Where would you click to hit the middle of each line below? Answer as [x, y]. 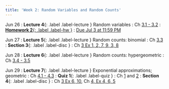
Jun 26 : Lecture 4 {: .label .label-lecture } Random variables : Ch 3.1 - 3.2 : [83, 24]
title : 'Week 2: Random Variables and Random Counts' [63, 10]
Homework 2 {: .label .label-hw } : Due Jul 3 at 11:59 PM [63, 30]
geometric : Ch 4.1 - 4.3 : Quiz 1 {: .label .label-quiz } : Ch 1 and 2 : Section [82, 76]
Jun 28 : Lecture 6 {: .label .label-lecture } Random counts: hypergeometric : [85, 55]
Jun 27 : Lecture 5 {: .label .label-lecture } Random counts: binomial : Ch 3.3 [84, 40]
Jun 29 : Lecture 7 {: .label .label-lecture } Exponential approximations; [79, 70]
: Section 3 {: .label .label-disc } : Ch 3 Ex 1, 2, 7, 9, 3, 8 [62, 45]
